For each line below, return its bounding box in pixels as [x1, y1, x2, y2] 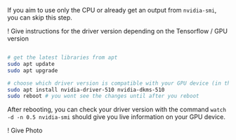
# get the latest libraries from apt [7, 54, 118, 61]
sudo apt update [7, 60, 55, 67]
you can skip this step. [7, 13, 72, 22]
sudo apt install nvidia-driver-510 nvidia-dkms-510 [7, 86, 165, 93]
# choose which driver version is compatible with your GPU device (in [7, 80, 221, 87]
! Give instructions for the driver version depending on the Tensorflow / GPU [7, 27, 228, 35]
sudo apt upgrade [7, 66, 58, 74]
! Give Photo [7, 126, 43, 135]
